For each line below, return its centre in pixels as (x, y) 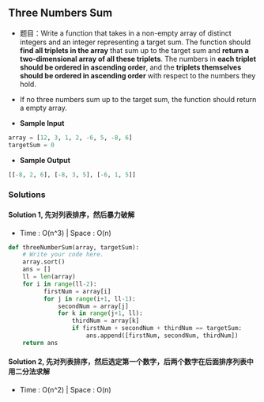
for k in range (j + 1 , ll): (101, 313)
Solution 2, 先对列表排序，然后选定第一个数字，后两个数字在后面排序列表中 (131, 362)
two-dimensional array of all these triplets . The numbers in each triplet (138, 59)
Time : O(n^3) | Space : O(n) (66, 233)
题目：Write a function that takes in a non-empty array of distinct (125, 33)
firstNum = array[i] (77, 291)
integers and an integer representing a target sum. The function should (135, 42)
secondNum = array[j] (93, 306)
